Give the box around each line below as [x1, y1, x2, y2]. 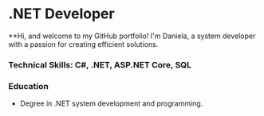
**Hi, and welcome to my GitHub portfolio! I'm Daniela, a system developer [8, 31, 256, 41]
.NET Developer [8, 5, 115, 23]
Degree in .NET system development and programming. [19, 99, 203, 108]
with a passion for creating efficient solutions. [8, 39, 159, 48]
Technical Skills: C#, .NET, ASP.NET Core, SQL [8, 59, 192, 70]
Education [8, 80, 49, 91]
